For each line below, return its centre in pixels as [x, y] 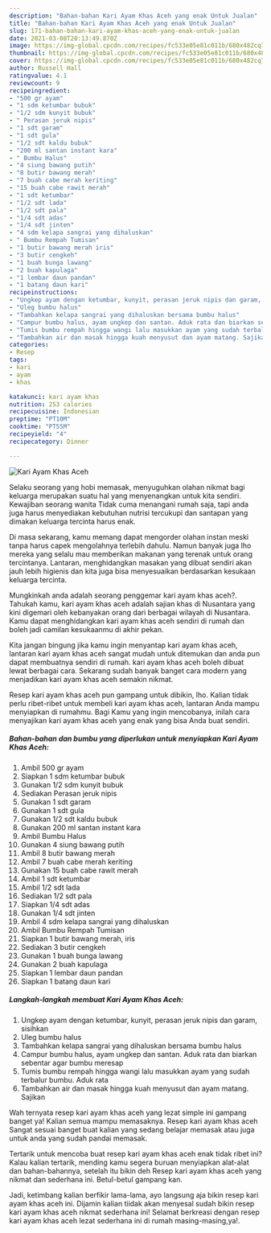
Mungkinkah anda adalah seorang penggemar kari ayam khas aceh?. [123, 595]
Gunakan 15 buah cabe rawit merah [80, 870]
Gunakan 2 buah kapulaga [64, 964]
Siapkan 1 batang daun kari [66, 981]
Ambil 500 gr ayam [52, 767]
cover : [20, 61]
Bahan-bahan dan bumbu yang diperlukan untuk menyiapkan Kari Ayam [134, 739]
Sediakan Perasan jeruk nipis [69, 793]
